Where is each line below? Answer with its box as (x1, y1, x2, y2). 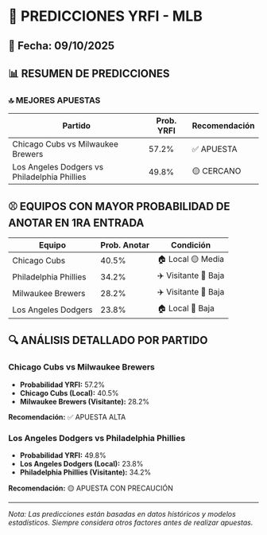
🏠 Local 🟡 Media (157, 254, 225, 265)
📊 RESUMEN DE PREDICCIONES (8, 67, 170, 80)
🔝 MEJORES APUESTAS (8, 95, 101, 106)
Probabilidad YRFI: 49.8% (19, 451, 106, 460)
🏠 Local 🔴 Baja (157, 303, 215, 314)
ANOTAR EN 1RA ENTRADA (8, 216, 145, 229)
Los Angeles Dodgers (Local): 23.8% (19, 459, 144, 469)
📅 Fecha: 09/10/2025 (8, 39, 115, 53)
